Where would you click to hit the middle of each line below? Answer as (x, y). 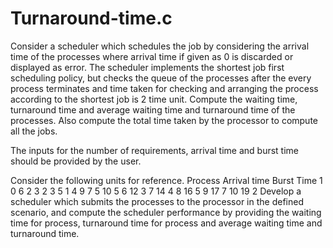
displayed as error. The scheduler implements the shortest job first (147, 67)
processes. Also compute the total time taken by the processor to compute (164, 120)
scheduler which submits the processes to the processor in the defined (157, 201)
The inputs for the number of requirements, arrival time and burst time (154, 150)
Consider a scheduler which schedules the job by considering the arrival (160, 46)
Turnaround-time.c (91, 18)
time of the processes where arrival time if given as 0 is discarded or (152, 56)
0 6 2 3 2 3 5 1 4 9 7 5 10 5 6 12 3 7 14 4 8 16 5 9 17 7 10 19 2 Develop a (156, 191)
